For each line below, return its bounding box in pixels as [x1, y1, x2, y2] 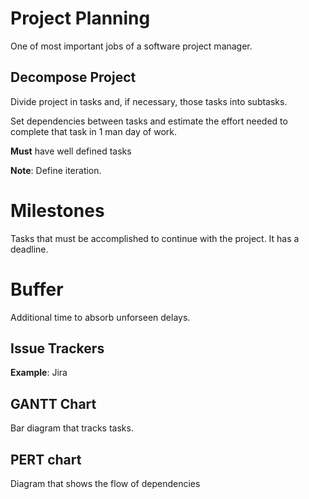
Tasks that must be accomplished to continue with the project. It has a [10, 232, 300, 244]
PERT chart [10, 451, 82, 468]
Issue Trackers [10, 340, 105, 357]
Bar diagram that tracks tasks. [10, 422, 134, 434]
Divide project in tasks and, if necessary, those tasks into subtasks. [10, 95, 288, 107]
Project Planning [10, 7, 151, 30]
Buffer [10, 278, 64, 301]
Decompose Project [10, 69, 137, 86]
